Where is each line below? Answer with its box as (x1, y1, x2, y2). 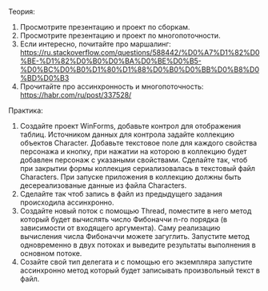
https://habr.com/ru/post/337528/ (19, 90, 132, 99)
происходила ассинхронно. (19, 197, 114, 207)
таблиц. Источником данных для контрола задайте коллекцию (19, 130, 234, 139)
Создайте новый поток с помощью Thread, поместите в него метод (19, 206, 252, 215)
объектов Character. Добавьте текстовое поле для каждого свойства (19, 138, 258, 147)
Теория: (8, 7, 36, 16)
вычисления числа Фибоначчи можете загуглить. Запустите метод (19, 232, 250, 241)
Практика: (8, 106, 44, 115)
